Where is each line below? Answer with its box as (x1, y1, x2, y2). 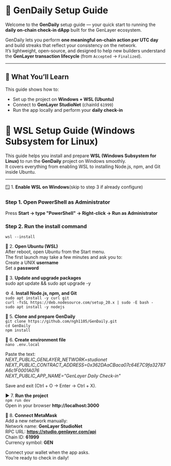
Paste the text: (5, 351, 36, 357)
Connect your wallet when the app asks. (5, 449, 90, 456)
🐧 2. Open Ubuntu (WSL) (5, 243, 59, 250)
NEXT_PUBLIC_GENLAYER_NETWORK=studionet (5, 357, 107, 363)
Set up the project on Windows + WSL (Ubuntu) (12, 96, 115, 102)
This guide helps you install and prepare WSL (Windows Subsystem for (5, 153, 157, 159)
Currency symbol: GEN (5, 439, 53, 446)
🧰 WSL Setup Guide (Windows (5, 125, 135, 136)
